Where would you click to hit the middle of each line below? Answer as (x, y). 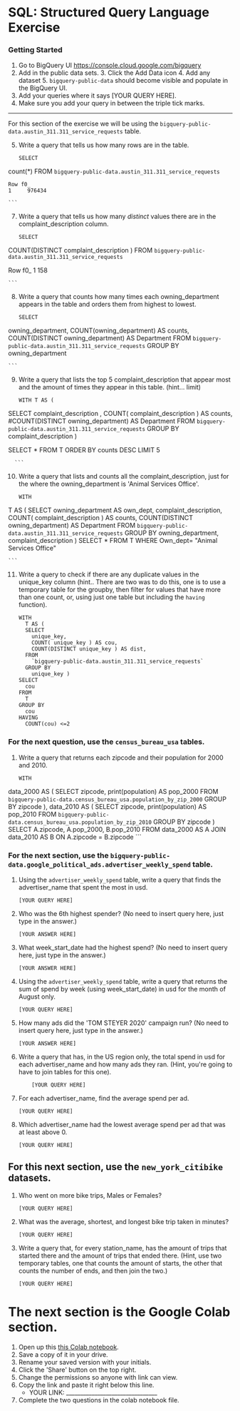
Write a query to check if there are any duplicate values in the (109, 574)
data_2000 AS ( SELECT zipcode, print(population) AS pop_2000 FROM (113, 791)
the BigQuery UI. (43, 88)
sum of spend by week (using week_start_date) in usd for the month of (122, 989)
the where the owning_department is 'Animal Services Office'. (109, 484)
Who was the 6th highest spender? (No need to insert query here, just (121, 914)
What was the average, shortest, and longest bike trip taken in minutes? (124, 1221)
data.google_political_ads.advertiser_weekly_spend (100, 865)
